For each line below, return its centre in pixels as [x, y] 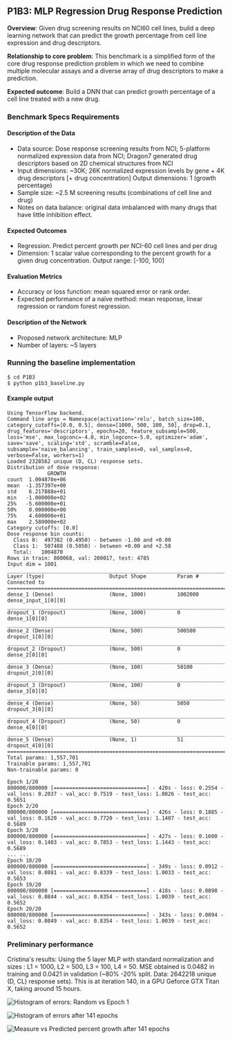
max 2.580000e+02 [37, 522]
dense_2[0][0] [28, 655]
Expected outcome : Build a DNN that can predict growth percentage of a [111, 91]
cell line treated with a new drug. [54, 99]
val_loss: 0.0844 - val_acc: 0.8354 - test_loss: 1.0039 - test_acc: [109, 897]
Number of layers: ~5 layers [57, 345]
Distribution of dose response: [54, 468]
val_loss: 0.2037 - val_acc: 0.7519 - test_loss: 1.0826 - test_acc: [109, 794]
